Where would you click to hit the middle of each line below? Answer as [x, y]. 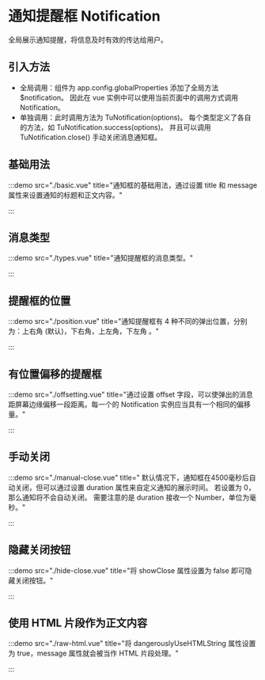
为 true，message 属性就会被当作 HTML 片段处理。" [94, 653]
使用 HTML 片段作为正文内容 [78, 623]
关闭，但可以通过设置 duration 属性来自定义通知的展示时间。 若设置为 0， [135, 487]
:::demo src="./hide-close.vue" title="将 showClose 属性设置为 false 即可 [127, 570]
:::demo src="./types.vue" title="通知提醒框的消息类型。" [101, 258]
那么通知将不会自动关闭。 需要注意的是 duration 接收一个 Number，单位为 [129, 497]
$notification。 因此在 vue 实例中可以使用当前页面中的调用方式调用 [129, 97]
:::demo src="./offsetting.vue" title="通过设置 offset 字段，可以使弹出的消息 [131, 394]
